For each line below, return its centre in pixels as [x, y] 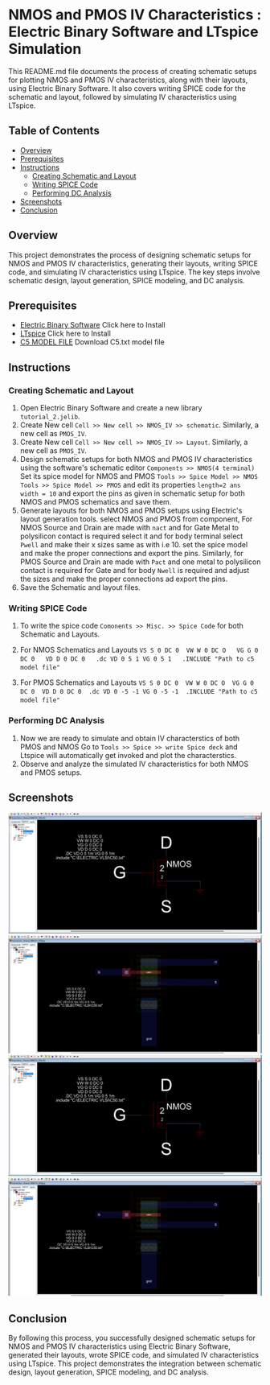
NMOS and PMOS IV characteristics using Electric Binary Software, [119, 1346]
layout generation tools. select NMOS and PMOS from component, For [136, 519]
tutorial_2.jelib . [50, 417]
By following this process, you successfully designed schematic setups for [132, 1338]
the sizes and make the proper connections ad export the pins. [124, 579]
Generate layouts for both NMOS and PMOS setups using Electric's [131, 511]
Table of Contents [54, 131]
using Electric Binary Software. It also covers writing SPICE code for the [127, 88]
